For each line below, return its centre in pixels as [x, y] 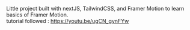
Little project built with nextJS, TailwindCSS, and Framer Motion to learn [95, 9]
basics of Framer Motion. [37, 15]
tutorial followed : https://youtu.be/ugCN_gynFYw [68, 21]
